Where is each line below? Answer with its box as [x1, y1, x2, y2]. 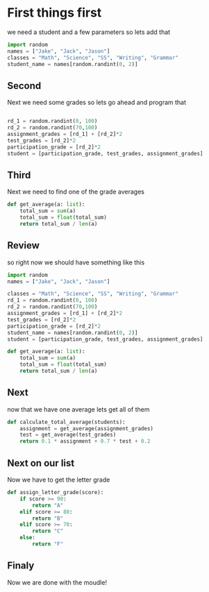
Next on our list [7, 457, 75, 469]
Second [7, 80, 42, 92]
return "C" [32, 527, 64, 535]
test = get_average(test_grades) [19, 432, 117, 439]
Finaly [7, 560, 35, 572]
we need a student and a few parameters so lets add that [7, 28, 171, 36]
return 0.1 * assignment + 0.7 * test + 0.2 [19, 438, 151, 445]
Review [7, 239, 40, 251]
